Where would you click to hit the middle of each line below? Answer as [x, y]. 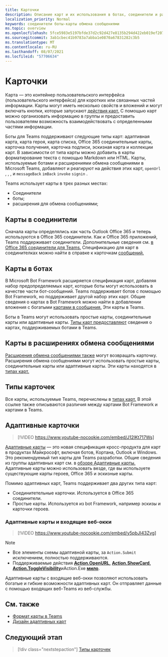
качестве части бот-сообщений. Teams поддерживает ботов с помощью [83, 291]
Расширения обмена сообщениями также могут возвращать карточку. [81, 355]
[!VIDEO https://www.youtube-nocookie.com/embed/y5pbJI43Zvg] [87, 533]
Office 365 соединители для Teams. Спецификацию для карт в [72, 248]
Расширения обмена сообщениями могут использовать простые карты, [82, 360]
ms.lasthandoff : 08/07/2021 [34, 52]
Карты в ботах [29, 268]
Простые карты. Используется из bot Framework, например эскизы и [86, 504]
